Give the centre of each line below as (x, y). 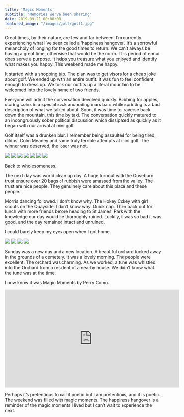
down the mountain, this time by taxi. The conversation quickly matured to (81, 115)
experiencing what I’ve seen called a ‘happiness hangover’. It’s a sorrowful (81, 43)
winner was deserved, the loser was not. (47, 146)
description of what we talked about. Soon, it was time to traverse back (78, 110)
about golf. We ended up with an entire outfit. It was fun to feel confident (79, 79)
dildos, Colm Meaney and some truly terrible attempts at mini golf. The (77, 141)
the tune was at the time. (31, 273)
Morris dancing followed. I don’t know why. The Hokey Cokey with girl (77, 201)
